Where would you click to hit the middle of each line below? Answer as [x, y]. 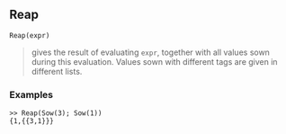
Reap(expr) [30, 35]
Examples [31, 94]
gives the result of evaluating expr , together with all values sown [150, 52]
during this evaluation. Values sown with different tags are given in [154, 61]
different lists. [57, 71]
